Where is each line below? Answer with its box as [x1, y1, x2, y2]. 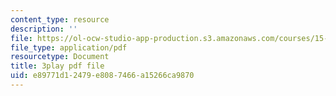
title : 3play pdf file [10, 61, 105, 71]
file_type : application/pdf [10, 42, 128, 53]
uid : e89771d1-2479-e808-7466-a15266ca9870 [10, 71, 195, 81]
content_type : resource [10, 14, 110, 25]
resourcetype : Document [10, 52, 110, 62]
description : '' [10, 24, 78, 34]
